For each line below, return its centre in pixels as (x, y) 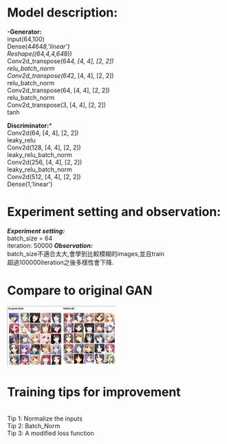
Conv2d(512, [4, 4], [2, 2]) (44, 176)
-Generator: (25, 32)
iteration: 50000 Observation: (50, 245)
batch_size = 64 (30, 238)
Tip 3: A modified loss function (51, 433)
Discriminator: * (30, 125)
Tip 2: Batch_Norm (34, 425)
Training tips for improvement (94, 392)
